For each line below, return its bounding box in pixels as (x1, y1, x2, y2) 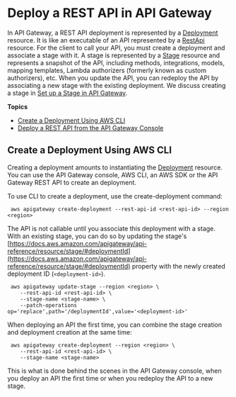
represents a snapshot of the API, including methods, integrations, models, (7, 58, 225, 67)
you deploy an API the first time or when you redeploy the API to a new (7, 374, 213, 382)
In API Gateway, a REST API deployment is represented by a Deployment (7, 28, 218, 37)
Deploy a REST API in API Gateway (7, 5, 212, 21)
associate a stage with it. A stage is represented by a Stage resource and (7, 51, 220, 60)
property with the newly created (131, 262, 225, 270)
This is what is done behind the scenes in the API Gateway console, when (7, 367, 222, 375)
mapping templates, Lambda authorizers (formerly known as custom (7, 66, 207, 74)
